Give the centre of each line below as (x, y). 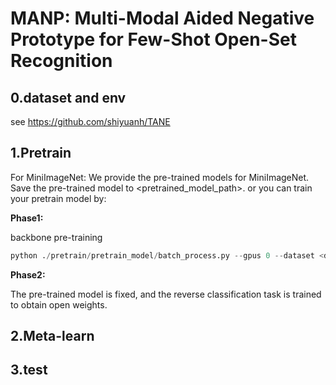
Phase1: (27, 218)
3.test (29, 370)
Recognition (61, 61)
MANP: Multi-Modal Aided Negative (162, 18)
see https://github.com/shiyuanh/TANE (90, 121)
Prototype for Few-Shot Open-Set (153, 39)
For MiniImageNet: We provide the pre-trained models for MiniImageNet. (160, 177)
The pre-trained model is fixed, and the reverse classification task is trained (166, 294)
